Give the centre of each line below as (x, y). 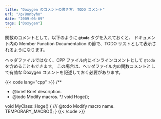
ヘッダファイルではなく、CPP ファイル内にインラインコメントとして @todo (80, 60)
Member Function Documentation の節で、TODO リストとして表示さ (88, 44)
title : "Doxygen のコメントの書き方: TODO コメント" (55, 10)
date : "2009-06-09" (25, 19)
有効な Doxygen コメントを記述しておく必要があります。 (66, 72)
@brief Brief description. (37, 92)
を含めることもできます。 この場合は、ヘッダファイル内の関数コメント (76, 66)
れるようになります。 (26, 50)
